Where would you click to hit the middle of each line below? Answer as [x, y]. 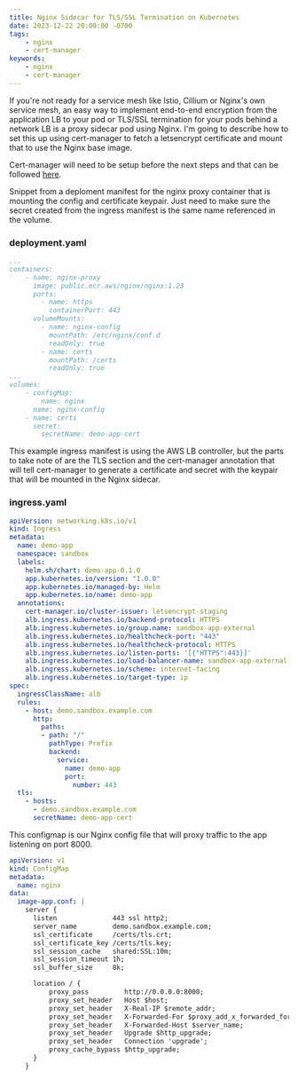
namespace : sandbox [53, 554]
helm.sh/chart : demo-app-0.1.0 [83, 570]
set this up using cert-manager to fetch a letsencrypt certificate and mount [146, 138]
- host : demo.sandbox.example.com [89, 711]
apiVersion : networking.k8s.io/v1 [73, 521]
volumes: [25, 385]
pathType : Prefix [81, 744]
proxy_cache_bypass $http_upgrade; [114, 1050]
